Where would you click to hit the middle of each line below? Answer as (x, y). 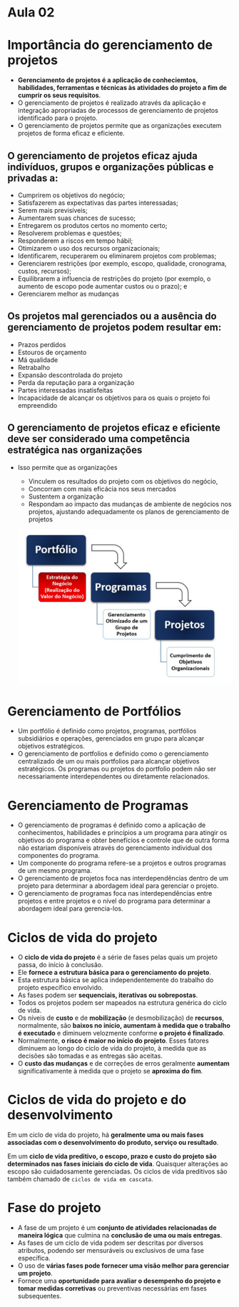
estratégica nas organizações (75, 450)
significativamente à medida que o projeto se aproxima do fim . (110, 1071)
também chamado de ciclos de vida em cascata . (80, 1179)
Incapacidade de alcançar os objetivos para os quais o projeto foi (114, 398)
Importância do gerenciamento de (110, 45)
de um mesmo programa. (55, 871)
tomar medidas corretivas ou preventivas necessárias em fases (112, 1288)
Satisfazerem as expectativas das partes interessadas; (98, 202)
